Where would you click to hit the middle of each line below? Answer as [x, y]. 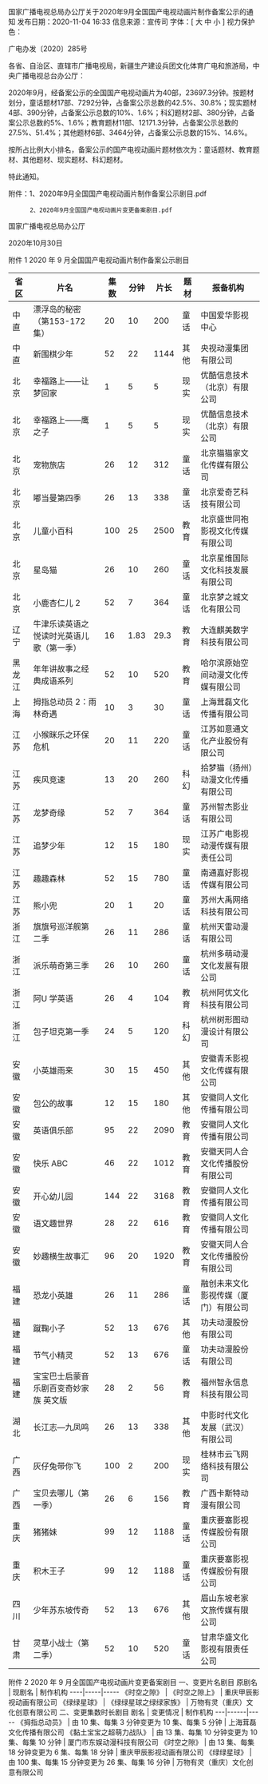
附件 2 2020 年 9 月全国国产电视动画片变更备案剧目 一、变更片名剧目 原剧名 [133, 1682]
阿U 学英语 [53, 999]
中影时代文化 [225, 1415]
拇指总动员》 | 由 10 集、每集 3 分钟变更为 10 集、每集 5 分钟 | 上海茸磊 [140, 1722]
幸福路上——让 [61, 381]
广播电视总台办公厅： [50, 76]
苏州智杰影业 [225, 807]
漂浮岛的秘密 [57, 309]
